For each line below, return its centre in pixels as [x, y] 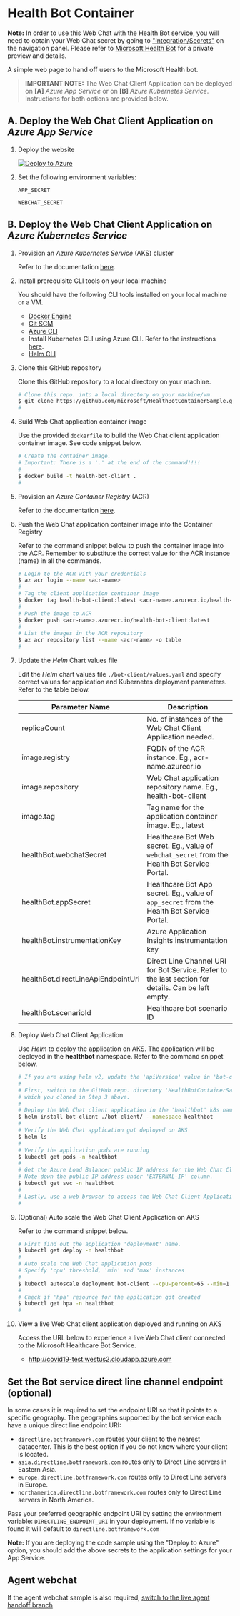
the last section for [177, 979]
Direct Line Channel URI [186, 961]
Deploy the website [46, 149]
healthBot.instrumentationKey [71, 941]
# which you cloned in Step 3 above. [74, 1097]
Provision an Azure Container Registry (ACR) [84, 496]
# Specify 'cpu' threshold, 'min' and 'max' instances [101, 1271]
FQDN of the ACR [176, 749]
